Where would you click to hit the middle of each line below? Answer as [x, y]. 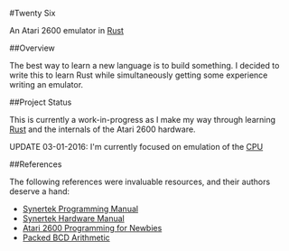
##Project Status [41, 102]
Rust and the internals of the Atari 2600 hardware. [103, 129]
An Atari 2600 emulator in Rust [67, 30]
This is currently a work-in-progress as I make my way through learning [143, 120]
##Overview [33, 48]
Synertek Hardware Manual [73, 218]
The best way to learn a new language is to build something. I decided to [144, 65]
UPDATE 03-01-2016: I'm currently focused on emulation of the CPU [136, 147]
